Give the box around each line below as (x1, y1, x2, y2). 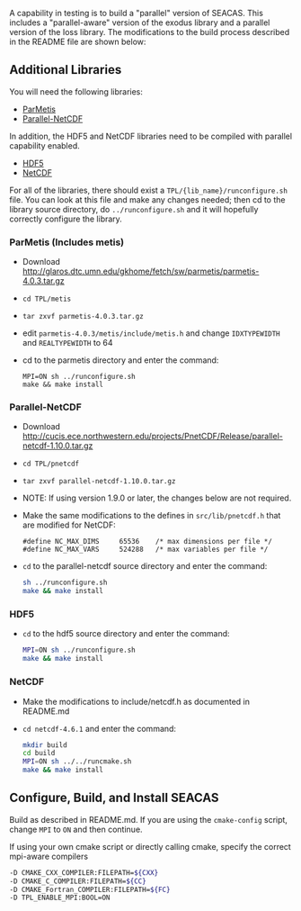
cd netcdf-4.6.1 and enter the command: (22, 723, 177, 734)
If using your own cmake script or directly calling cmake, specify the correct (9, 841, 292, 852)
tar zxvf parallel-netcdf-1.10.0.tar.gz (22, 477, 176, 486)
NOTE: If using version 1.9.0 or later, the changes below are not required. (22, 492, 292, 503)
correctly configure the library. (9, 213, 123, 224)
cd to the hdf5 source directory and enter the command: (22, 628, 231, 639)
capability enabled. (9, 140, 80, 151)
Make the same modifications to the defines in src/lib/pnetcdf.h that (22, 510, 281, 521)
